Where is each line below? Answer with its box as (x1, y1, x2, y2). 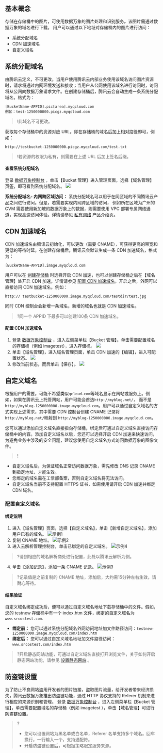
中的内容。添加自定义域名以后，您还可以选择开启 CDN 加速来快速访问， (13, 431, 157, 437)
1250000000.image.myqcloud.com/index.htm (12, 631, 97, 636)
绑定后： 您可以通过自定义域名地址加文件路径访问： (12, 636, 115, 641)
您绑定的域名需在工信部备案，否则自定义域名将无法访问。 (12, 475, 127, 481)
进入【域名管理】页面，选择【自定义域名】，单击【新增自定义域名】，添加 (12, 525, 157, 531)
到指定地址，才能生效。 (12, 469, 59, 475)
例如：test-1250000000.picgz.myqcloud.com (5, 109, 90, 114)
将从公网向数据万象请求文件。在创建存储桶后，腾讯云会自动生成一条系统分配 (5, 88, 158, 94)
